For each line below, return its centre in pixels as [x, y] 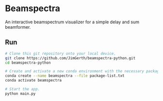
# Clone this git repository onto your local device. [61, 53]
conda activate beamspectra [33, 81]
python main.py [20, 93]
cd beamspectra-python [28, 63]
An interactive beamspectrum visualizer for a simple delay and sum [72, 22]
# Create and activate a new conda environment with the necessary [75, 71]
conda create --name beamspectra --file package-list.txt [65, 76]
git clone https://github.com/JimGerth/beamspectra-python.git [70, 58]
